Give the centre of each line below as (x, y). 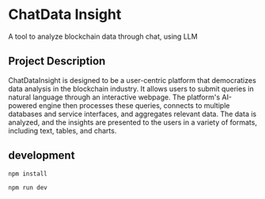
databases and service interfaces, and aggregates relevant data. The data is (132, 114)
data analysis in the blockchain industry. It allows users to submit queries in (131, 88)
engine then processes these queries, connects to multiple (134, 105)
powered (23, 105)
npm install (28, 174)
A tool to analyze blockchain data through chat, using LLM (103, 36)
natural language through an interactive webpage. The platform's (114, 97)
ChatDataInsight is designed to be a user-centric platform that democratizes (132, 80)
